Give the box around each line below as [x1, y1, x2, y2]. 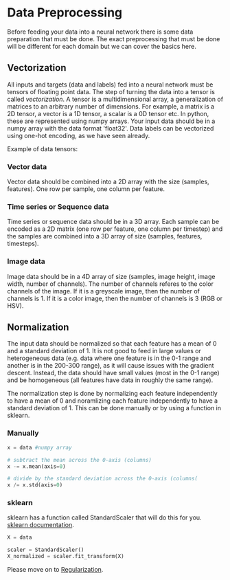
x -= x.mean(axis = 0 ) [7, 462, 67, 470]
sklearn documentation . [7, 521, 74, 529]
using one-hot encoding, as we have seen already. [7, 131, 150, 140]
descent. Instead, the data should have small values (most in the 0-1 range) [7, 369, 220, 377]
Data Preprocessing [7, 5, 123, 21]
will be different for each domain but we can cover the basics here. [7, 42, 197, 50]
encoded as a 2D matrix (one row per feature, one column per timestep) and [7, 225, 223, 233]
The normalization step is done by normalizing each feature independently [7, 390, 218, 398]
